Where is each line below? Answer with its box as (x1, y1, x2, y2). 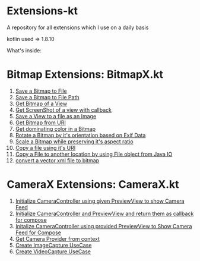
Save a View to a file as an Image (15, 112, 97, 120)
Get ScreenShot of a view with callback (15, 106, 112, 114)
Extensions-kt (7, 4, 78, 18)
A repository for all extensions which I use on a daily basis (7, 24, 149, 31)
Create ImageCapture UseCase (15, 241, 92, 249)
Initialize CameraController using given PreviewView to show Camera (15, 197, 185, 205)
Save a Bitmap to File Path (15, 93, 80, 100)
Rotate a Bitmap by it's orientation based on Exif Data (15, 131, 146, 139)
